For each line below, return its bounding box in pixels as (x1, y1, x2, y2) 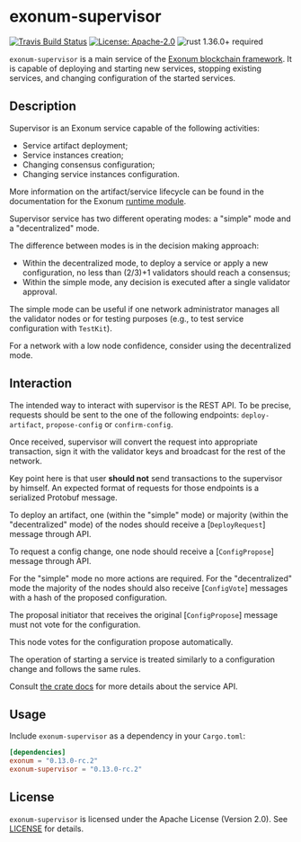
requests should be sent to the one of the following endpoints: (9, 409, 240, 420)
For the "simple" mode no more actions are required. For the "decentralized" (9, 573, 292, 584)
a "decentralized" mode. (9, 222, 100, 233)
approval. (22, 286, 58, 297)
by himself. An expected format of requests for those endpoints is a (9, 482, 259, 493)
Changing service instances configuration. (22, 168, 180, 179)
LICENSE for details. (9, 823, 84, 834)
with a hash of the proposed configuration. (9, 592, 168, 603)
